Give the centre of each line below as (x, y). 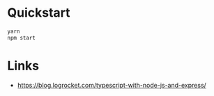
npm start (22, 38)
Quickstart (39, 13)
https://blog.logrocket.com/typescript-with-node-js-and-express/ (112, 85)
